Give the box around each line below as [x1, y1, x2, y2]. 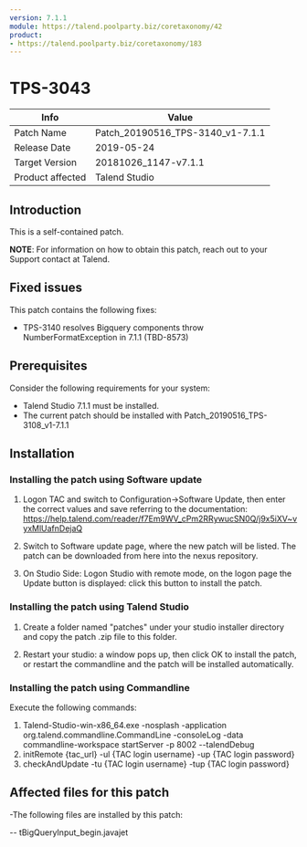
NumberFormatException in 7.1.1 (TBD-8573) [22, 331, 189, 342]
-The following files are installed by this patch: [9, 809, 184, 820]
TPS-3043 [9, 78, 91, 99]
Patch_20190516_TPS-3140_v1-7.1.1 [94, 127, 266, 140]
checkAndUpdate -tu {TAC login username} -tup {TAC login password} [22, 758, 290, 769]
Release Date [14, 141, 71, 154]
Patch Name [14, 127, 67, 140]
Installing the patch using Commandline [9, 681, 190, 694]
